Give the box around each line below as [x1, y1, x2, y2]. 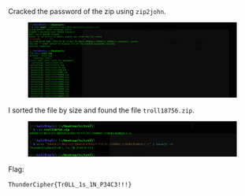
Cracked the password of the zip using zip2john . [8, 7, 167, 16]
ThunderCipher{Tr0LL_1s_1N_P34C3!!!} [8, 181, 132, 189]
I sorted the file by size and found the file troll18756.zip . [8, 105, 195, 115]
